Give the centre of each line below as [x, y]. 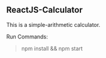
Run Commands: [27, 37]
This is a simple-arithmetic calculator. [53, 24]
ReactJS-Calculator [44, 10]
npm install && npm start [52, 48]
